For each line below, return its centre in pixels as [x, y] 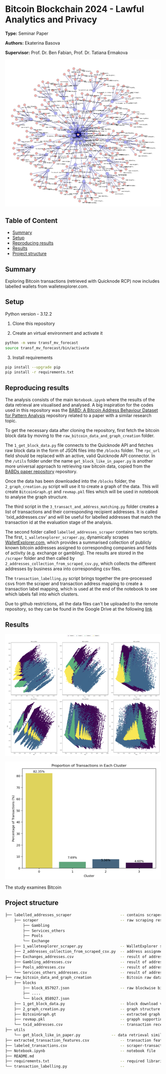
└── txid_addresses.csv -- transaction [83, 1025]
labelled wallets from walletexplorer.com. [47, 286]
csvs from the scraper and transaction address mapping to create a [74, 584]
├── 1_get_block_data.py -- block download [86, 1004]
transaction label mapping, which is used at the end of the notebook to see [81, 589]
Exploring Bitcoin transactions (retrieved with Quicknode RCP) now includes [82, 281]
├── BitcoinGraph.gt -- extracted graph [87, 1014]
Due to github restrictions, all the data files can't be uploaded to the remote [82, 604]
